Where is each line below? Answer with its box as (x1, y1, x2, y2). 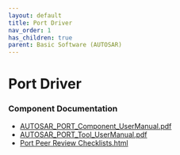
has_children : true (8, 33, 73, 42)
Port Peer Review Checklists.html (19, 138, 128, 147)
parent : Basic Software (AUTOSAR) (8, 41, 123, 49)
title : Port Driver (8, 19, 73, 27)
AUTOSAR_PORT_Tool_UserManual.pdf (19, 130, 148, 139)
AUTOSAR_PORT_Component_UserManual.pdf (19, 121, 172, 130)
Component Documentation (8, 104, 118, 115)
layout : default (8, 11, 62, 20)
